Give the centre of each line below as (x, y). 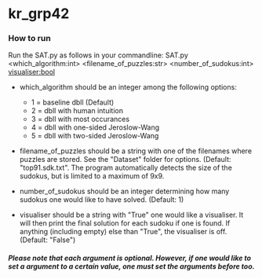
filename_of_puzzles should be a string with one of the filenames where (136, 151)
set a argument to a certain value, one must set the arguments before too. (131, 266)
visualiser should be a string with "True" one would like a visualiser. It (131, 215)
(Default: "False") (47, 240)
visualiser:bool (32, 72)
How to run (29, 39)
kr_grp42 (39, 14)
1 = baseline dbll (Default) (73, 102)
